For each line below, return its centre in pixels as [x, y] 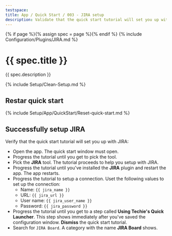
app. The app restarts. [36, 173]
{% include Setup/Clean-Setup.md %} [46, 85]
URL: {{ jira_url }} [42, 195]
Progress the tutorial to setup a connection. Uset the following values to [88, 179]
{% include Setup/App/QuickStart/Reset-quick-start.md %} [68, 113]
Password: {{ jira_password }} [54, 206]
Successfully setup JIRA [45, 129]
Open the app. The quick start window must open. [66, 151]
